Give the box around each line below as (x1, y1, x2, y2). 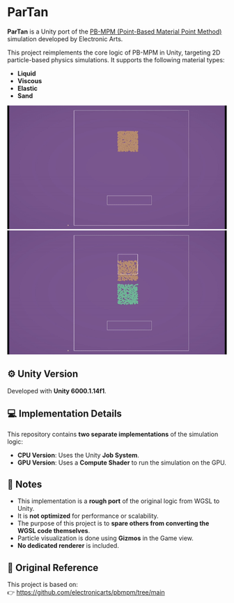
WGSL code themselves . (17, 527, 91, 535)
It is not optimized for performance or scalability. (17, 511, 159, 521)
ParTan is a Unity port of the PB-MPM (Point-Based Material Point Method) (7, 27, 222, 36)
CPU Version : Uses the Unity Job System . (17, 451, 139, 459)
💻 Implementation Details (7, 408, 122, 420)
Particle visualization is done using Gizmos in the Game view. (17, 534, 194, 542)
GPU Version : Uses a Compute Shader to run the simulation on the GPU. (17, 458, 226, 467)
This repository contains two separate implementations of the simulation (7, 430, 219, 438)
